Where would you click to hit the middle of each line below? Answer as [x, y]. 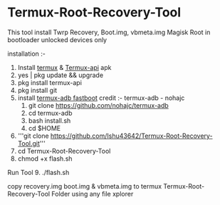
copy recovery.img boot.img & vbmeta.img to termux [85, 186]
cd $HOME [44, 128]
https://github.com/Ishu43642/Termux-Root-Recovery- [131, 136]
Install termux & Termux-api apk [64, 67]
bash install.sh [49, 120]
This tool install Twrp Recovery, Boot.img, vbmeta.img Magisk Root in [109, 32]
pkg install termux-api [49, 82]
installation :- [27, 54]
